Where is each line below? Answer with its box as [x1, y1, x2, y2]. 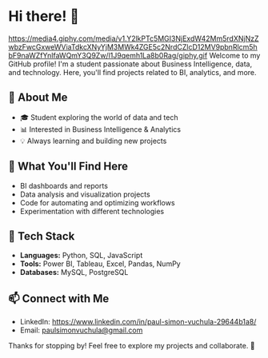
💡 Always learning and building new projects [19, 136, 167, 145]
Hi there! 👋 [8, 7, 80, 26]
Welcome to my [209, 50, 261, 60]
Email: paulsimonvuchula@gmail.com [19, 325, 143, 335]
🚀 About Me [8, 91, 68, 105]
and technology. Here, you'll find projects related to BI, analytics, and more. [8, 67, 258, 77]
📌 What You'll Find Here [8, 160, 128, 173]
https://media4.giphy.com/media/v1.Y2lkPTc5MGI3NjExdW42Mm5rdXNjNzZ [8, 34, 259, 43]
